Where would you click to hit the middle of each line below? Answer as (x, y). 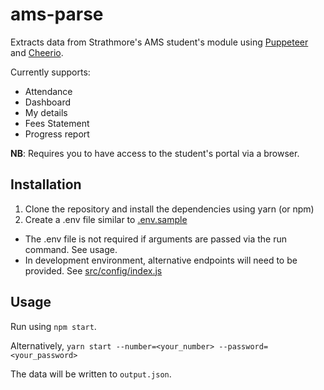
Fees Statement (57, 123)
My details (46, 112)
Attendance (48, 91)
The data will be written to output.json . (91, 374)
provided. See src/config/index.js (93, 270)
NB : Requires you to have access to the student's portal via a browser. (155, 153)
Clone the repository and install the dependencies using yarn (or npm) (169, 209)
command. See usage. (71, 249)
